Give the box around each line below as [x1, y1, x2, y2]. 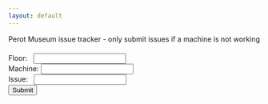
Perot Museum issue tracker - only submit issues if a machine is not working [8, 34, 260, 44]
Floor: [8, 53, 28, 62]
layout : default [8, 11, 62, 20]
